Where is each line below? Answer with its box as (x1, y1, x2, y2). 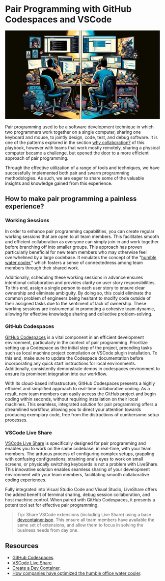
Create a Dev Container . (12, 565, 61, 571)
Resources (5, 542, 39, 550)
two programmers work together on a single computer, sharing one (5, 129, 141, 135)
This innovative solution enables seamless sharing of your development (5, 466, 150, 472)
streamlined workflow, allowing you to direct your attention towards (5, 407, 141, 412)
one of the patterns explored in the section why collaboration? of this (5, 139, 145, 145)
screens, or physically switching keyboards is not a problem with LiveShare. (5, 461, 159, 467)
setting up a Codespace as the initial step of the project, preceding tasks (5, 345, 152, 350)
